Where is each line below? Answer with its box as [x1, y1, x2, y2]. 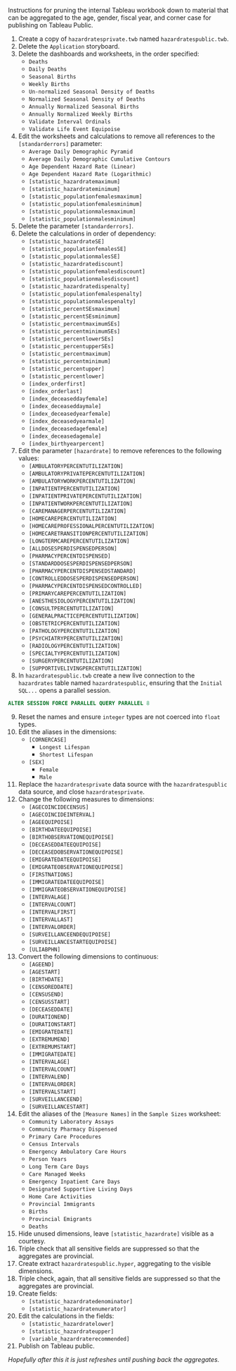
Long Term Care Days [28, 1163, 89, 1170]
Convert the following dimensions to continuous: [18, 952, 159, 961]
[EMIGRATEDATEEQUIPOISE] [28, 856, 102, 863]
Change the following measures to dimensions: [18, 794, 155, 803]
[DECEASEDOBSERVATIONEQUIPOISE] [28, 849, 124, 856]
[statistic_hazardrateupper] [28, 1328, 114, 1335]
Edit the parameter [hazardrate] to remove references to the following [18, 447, 222, 455]
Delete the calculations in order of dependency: [18, 229, 157, 238]
